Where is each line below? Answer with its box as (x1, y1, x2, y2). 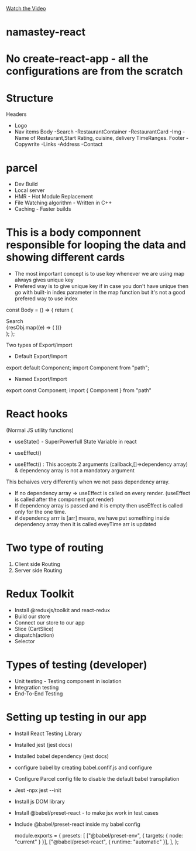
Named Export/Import (14, 376, 67, 383)
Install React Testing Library (14, 730, 82, 737)
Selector (14, 638, 35, 644)
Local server (14, 187, 45, 194)
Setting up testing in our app (6, 711, 147, 724)
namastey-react (6, 26, 86, 39)
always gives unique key (14, 276, 74, 283)
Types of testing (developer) (6, 658, 147, 672)
